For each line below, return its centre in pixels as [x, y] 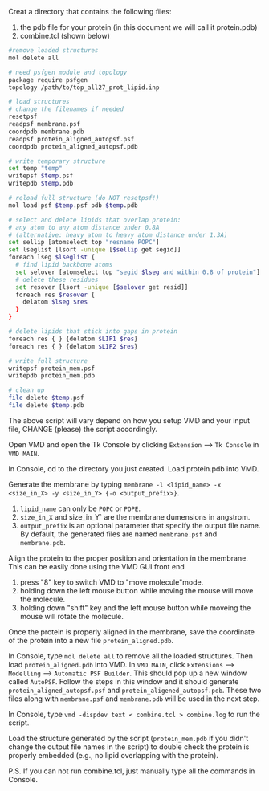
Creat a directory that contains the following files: [90, 12]
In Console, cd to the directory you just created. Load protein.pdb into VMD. [134, 468]
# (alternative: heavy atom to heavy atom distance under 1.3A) [118, 235]
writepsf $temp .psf [41, 176]
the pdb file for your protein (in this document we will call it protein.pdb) [139, 27]
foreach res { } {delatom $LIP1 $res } [73, 339]
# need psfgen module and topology [68, 72]
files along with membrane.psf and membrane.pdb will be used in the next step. [134, 699]
